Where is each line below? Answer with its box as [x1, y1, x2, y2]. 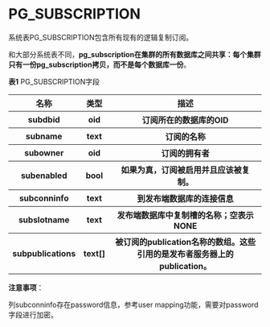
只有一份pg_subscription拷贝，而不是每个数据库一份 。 [8, 60, 191, 69]
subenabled [20, 170, 67, 181]
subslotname [18, 214, 70, 226]
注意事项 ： [8, 283, 44, 292]
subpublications [12, 247, 76, 259]
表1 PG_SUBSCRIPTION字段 [8, 77, 100, 86]
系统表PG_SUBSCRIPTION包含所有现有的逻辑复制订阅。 [8, 32, 194, 42]
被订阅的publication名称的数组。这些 [115, 236, 256, 247]
